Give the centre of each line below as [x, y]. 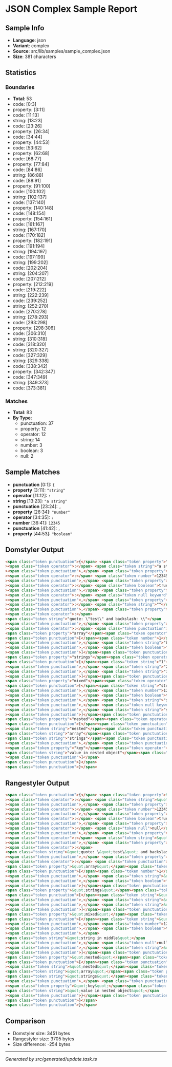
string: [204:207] [31, 273]
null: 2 [27, 456]
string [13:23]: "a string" [40, 501]
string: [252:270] [30, 306]
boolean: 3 [32, 451]
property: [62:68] [31, 153]
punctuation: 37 [37, 423]
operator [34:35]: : [33, 517]
